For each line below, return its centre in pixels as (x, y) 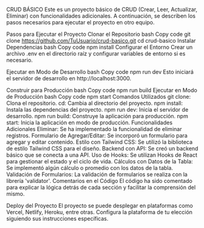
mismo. (16, 194)
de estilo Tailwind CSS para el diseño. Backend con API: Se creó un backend (102, 148)
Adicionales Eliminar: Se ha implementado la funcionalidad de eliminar (94, 129)
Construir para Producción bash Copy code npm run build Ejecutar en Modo (102, 90)
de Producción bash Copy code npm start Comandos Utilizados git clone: (98, 97)
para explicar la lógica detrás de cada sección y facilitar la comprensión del (101, 187)
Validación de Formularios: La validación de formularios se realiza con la (97, 174)
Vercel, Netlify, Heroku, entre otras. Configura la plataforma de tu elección (100, 212)
